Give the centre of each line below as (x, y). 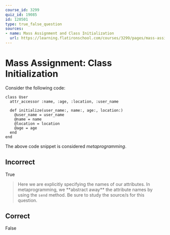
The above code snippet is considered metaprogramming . (66, 146)
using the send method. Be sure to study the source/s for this (81, 195)
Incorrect (20, 162)
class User (17, 97)
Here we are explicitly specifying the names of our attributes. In (84, 184)
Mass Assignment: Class (59, 63)
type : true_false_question (34, 24)
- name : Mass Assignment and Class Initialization (60, 33)
